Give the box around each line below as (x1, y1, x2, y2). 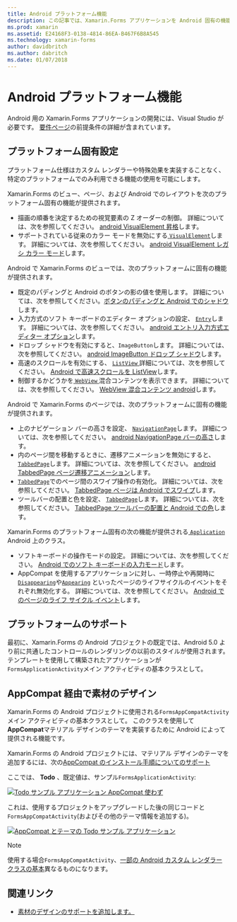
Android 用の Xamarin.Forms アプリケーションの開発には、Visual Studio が (7, 114, 224, 122)
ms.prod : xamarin (7, 23, 59, 30)
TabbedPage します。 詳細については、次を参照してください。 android (17, 459, 217, 468)
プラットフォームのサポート (7, 618, 128, 630)
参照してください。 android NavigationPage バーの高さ (54, 432, 214, 441)
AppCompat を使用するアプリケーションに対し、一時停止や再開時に (17, 569, 215, 577)
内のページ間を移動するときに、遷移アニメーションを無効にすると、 (17, 450, 215, 459)
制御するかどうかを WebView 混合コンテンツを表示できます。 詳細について (17, 376, 230, 384)
